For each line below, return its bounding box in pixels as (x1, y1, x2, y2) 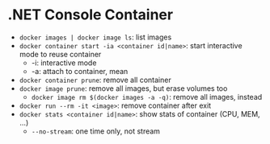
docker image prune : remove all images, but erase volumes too (19, 83, 228, 93)
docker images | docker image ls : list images (19, 32, 172, 42)
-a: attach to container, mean (31, 66, 129, 76)
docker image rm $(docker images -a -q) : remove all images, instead (31, 92, 263, 101)
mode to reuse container (19, 49, 102, 59)
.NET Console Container (7, 6, 174, 24)
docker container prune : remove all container (19, 75, 171, 84)
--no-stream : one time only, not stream (31, 126, 161, 136)
